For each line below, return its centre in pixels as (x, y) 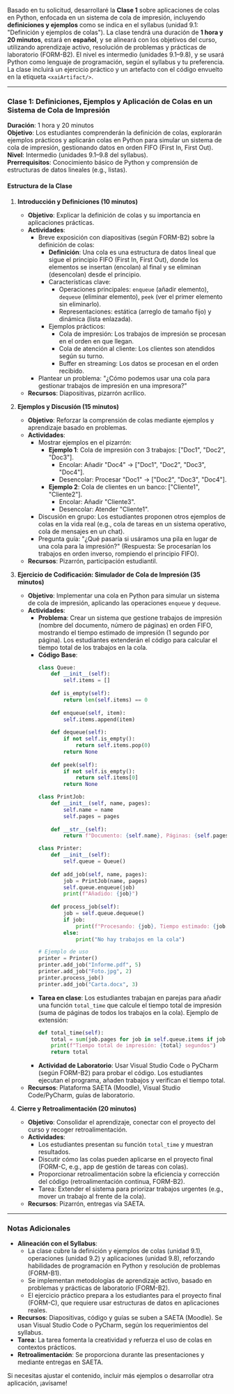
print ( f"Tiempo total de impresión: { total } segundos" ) (134, 1046)
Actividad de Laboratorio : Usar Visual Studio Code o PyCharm (128, 1066)
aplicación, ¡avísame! (37, 1383)
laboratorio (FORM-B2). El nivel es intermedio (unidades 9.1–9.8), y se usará (116, 54)
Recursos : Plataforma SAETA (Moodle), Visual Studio (104, 1088)
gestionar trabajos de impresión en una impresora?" (112, 385)
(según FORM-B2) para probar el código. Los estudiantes (120, 1073)
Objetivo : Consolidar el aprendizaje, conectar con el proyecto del (122, 1122)
